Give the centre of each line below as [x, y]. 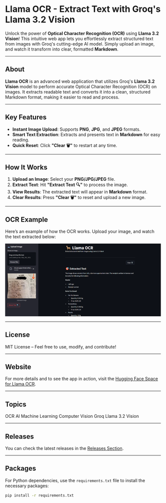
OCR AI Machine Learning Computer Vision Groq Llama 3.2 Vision [72, 416]
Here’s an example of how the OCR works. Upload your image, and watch [80, 232]
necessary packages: [27, 486]
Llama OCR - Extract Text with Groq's [83, 9]
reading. [21, 140]
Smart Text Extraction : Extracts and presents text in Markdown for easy [86, 134]
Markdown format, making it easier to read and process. [62, 97]
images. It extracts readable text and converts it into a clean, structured [78, 92]
